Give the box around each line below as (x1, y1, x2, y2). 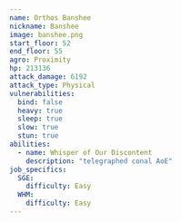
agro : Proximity (9, 55, 71, 64)
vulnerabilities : (9, 89, 75, 98)
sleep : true (17, 114, 64, 123)
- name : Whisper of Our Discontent (17, 148, 153, 157)
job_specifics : (9, 165, 67, 174)
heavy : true (17, 106, 64, 115)
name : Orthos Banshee (9, 13, 92, 23)
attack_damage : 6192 (9, 72, 88, 82)
